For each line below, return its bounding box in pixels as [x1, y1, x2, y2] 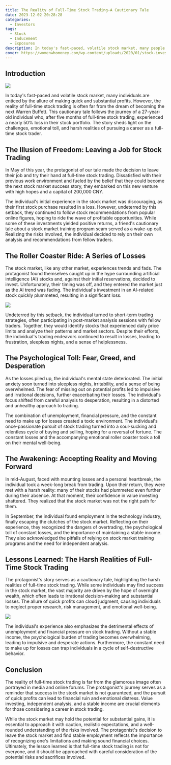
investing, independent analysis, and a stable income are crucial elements [5, 701, 160, 707]
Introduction [5, 69, 46, 78]
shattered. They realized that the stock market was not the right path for [5, 497, 157, 504]
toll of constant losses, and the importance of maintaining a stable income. [5, 529, 162, 535]
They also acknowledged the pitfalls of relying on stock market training [5, 535, 154, 541]
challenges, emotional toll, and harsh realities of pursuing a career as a [5, 125, 154, 131]
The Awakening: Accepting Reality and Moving [5, 454, 157, 463]
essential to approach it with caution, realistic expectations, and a [5, 722, 142, 728]
